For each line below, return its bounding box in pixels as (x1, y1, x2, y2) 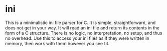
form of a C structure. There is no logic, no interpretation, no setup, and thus (5, 30, 163, 36)
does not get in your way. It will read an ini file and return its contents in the (5, 25, 160, 30)
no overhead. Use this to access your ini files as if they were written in (5, 35, 150, 41)
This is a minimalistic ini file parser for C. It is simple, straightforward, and (5, 20, 156, 25)
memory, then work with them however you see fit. (5, 40, 110, 46)
